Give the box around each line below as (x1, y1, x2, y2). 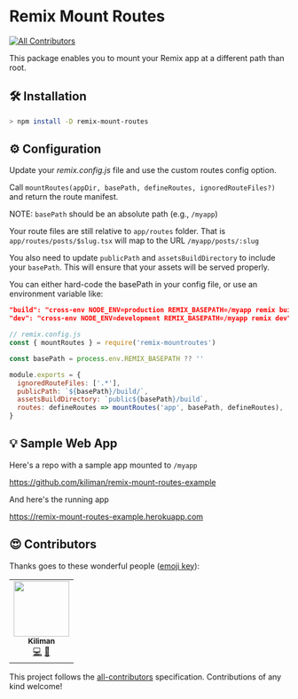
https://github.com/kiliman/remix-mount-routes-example (9, 476, 216, 487)
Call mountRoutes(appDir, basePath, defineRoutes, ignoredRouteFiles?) (9, 182, 276, 192)
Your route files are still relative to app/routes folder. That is (9, 226, 226, 237)
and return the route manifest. (9, 192, 119, 202)
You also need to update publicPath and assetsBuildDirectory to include (9, 253, 276, 263)
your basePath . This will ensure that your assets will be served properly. (9, 262, 271, 272)
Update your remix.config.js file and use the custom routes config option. (9, 165, 277, 176)
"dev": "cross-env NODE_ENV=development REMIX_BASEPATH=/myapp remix (9, 314, 272, 323)
